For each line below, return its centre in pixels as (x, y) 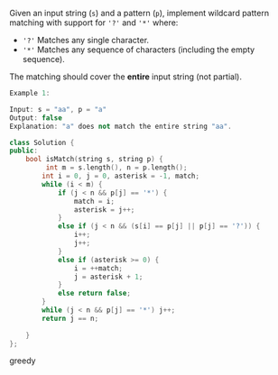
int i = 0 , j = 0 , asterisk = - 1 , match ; (121, 176)
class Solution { (42, 142)
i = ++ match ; (98, 268)
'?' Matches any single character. (86, 40)
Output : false (36, 118)
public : (24, 151)
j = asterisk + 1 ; (108, 277)
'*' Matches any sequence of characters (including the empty (139, 50)
